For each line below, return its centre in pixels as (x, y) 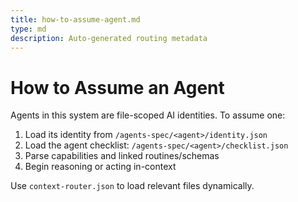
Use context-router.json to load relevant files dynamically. (132, 186)
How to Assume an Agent (117, 87)
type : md (28, 29)
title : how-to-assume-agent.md (75, 19)
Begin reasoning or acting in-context (100, 167)
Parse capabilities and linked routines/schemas (122, 156)
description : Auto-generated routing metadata (109, 38)
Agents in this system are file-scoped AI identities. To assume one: (148, 115)
